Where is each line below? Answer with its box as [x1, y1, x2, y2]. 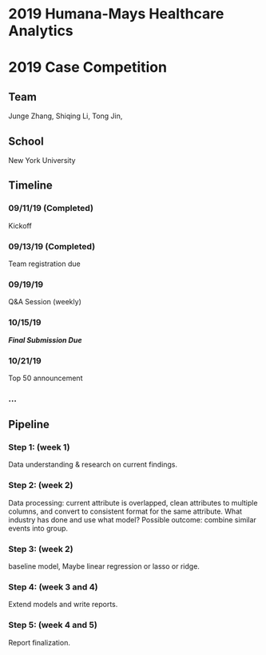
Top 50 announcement [8, 373, 83, 383]
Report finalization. [8, 637, 70, 647]
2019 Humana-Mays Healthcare [8, 5, 224, 23]
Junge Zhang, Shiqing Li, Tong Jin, [8, 111, 123, 121]
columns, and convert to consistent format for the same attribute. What [8, 506, 242, 516]
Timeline [8, 179, 54, 193]
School [8, 134, 44, 148]
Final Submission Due [8, 335, 82, 344]
